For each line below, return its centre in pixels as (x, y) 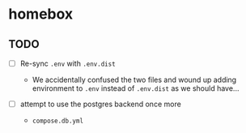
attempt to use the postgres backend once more (101, 104)
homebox (41, 14)
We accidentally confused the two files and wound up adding (134, 80)
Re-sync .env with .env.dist (68, 63)
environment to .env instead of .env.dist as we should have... (136, 88)
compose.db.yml (57, 121)
